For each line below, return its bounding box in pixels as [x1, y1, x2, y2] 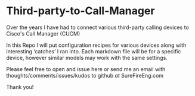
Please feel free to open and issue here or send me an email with [6, 65, 166, 72]
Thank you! [6, 83, 34, 90]
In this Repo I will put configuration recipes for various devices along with [6, 41, 187, 49]
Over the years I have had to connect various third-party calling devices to [6, 24, 189, 31]
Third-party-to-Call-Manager [6, 4, 155, 18]
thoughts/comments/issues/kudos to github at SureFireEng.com [6, 72, 164, 79]
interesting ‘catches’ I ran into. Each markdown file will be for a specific [6, 47, 181, 55]
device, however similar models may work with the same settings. [6, 54, 168, 61]
